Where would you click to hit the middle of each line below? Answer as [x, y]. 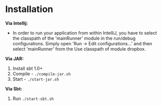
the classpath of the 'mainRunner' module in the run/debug [74, 38]
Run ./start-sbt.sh [33, 98]
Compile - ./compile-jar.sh [42, 73]
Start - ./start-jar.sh [36, 79]
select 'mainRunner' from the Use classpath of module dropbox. [79, 49]
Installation [29, 9]
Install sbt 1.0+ [28, 68]
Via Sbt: [14, 88]
